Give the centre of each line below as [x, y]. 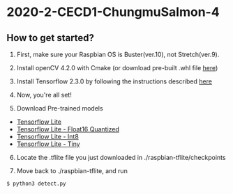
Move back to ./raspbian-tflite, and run [72, 171]
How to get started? [51, 38]
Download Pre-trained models [60, 108]
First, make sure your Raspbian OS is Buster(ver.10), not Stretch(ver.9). [118, 54]
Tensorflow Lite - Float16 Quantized [68, 129]
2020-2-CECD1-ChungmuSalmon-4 [113, 12]
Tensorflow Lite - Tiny [48, 144]
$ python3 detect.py [37, 184]
